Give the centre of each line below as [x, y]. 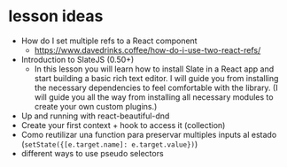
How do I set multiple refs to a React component [109, 41]
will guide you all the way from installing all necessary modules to [154, 97]
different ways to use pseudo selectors [93, 153]
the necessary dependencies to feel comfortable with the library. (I [156, 87]
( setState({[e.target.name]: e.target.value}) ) [109, 144]
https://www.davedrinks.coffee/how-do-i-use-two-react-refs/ [147, 49]
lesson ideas [56, 16]
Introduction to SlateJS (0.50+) [78, 59]
